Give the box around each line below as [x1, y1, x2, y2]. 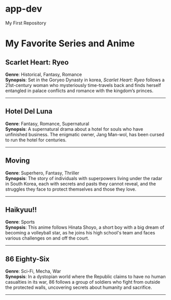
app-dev [5, 3, 42, 15]
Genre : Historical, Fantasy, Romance [5, 71, 82, 77]
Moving [5, 156, 30, 165]
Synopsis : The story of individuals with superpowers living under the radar [5, 175, 163, 181]
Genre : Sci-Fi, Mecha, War [5, 268, 61, 275]
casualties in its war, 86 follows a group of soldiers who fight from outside [5, 279, 160, 285]
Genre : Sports [5, 219, 35, 225]
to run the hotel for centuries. [5, 137, 67, 143]
